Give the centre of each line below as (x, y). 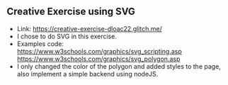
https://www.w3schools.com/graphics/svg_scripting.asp (99, 51)
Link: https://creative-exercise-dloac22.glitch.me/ (89, 28)
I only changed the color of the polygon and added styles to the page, (119, 66)
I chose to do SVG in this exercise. (67, 36)
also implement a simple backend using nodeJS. (87, 74)
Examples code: (40, 44)
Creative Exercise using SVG (71, 12)
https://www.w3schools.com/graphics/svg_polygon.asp (98, 59)
